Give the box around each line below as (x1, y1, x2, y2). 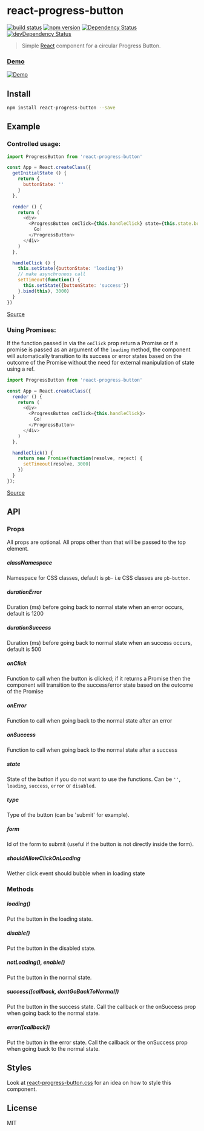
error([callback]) (7, 1023, 50, 1031)
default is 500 (7, 645, 42, 653)
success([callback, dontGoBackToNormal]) (7, 988, 119, 995)
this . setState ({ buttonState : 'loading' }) (18, 266, 123, 272)
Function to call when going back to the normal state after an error (7, 717, 173, 724)
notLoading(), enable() (7, 958, 65, 966)
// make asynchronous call (18, 271, 86, 277)
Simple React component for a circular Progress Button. (21, 42, 161, 49)
